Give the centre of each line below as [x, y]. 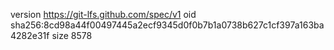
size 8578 [72, 35]
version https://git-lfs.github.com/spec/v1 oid [103, 14]
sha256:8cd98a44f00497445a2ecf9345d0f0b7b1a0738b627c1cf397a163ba [167, 25]
